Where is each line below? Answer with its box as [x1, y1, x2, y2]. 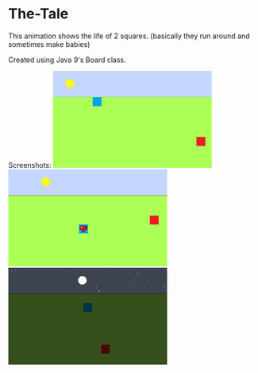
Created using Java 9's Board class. [8, 55, 127, 64]
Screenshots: [8, 160, 52, 169]
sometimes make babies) [8, 39, 90, 49]
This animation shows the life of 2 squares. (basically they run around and [8, 31, 250, 41]
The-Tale [8, 5, 69, 23]
